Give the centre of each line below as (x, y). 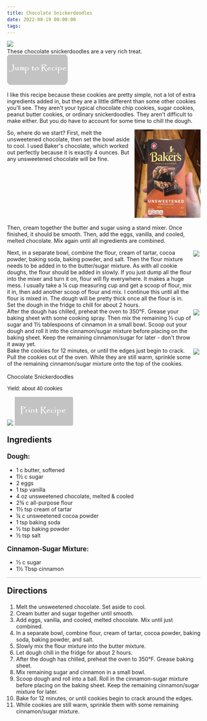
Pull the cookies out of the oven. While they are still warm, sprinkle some (99, 357)
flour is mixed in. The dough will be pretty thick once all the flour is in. (95, 298)
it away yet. (21, 344)
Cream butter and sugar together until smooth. (75, 613)
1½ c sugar (29, 476)
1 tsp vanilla (30, 489)
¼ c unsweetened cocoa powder (57, 516)
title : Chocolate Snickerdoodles (50, 13)
